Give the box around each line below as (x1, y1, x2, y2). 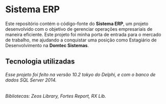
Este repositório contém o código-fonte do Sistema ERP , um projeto (5, 20, 149, 27)
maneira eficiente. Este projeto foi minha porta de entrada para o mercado (5, 31, 161, 37)
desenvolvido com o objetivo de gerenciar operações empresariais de (5, 26, 153, 32)
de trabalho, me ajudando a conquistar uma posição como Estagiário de (5, 37, 157, 43)
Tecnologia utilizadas (5, 57, 75, 66)
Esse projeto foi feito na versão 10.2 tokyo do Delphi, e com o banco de (5, 71, 156, 77)
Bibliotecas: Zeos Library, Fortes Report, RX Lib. (5, 93, 106, 99)
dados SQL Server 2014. (5, 77, 57, 83)
